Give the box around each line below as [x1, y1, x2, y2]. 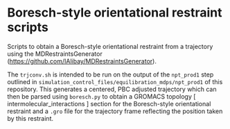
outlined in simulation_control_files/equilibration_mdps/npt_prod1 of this [7, 77, 223, 86]
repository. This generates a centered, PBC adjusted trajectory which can [7, 85, 217, 93]
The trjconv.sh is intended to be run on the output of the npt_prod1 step [7, 70, 214, 79]
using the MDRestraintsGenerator [7, 50, 103, 58]
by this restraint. [7, 114, 54, 122]
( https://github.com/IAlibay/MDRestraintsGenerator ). [7, 57, 157, 65]
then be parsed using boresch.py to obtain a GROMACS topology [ [7, 92, 196, 101]
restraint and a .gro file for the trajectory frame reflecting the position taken [7, 107, 223, 115]
